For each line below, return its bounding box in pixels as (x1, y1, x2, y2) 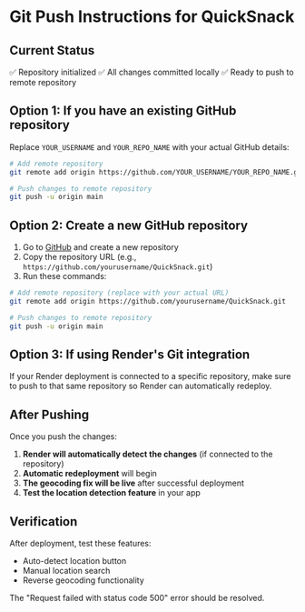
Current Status (9, 43, 95, 58)
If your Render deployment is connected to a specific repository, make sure (9, 371, 291, 382)
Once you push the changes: (9, 431, 118, 442)
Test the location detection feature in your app (22, 487, 202, 498)
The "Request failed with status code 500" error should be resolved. (9, 593, 265, 604)
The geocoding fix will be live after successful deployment (22, 477, 245, 488)
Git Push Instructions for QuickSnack (9, 6, 295, 27)
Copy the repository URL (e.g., (22, 252, 137, 263)
